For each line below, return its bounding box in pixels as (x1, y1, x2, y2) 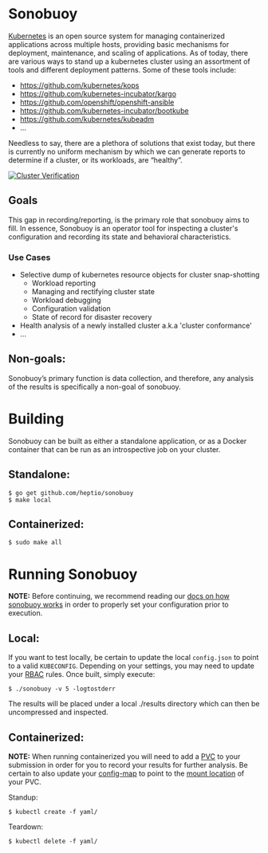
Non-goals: (8, 352, 66, 366)
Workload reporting (31, 278, 97, 288)
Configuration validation (31, 304, 112, 313)
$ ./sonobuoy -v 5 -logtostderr (8, 685, 116, 694)
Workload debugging (31, 296, 101, 305)
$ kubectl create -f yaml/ (8, 808, 98, 816)
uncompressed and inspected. (8, 707, 109, 717)
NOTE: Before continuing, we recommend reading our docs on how (8, 592, 230, 601)
